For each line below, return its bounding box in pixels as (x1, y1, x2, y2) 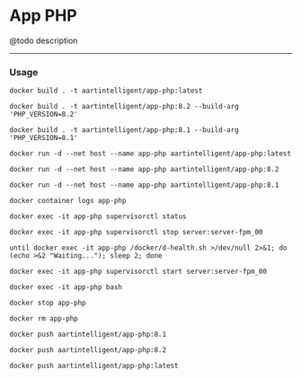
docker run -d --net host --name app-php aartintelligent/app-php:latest (9, 149, 292, 158)
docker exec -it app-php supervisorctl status (9, 212, 187, 221)
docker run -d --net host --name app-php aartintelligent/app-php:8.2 (9, 165, 280, 174)
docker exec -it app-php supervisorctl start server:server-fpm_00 (9, 267, 268, 277)
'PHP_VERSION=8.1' (9, 134, 78, 143)
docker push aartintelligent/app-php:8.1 (9, 330, 167, 339)
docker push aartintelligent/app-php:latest (9, 361, 179, 371)
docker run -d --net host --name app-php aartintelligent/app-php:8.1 (9, 181, 280, 189)
